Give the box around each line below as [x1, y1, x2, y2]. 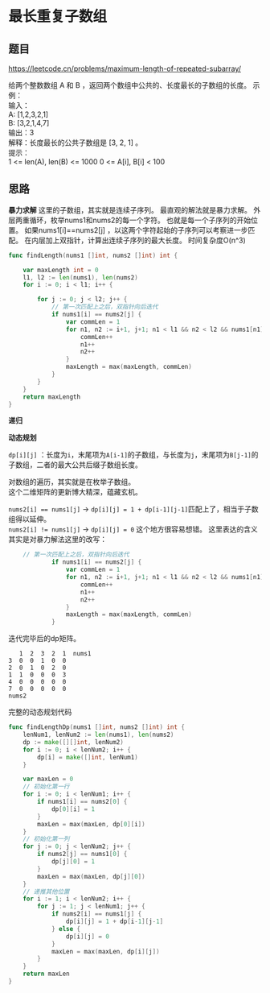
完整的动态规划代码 [8, 707, 72, 717]
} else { [51, 925, 81, 933]
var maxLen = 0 [22, 775, 74, 784]
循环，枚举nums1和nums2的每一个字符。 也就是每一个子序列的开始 [29, 215, 252, 225]
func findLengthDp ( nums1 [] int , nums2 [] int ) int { [8, 723, 185, 731]
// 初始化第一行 [22, 783, 70, 791]
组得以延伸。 [8, 515, 51, 524]
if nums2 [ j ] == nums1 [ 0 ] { [37, 850, 128, 859]
